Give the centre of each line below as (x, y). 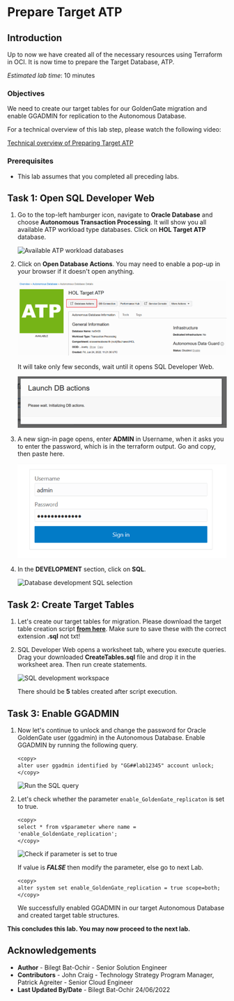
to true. (28, 806)
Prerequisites (30, 161)
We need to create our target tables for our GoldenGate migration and (107, 109)
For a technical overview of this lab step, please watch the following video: (114, 130)
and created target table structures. (68, 915)
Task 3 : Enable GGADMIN (63, 714)
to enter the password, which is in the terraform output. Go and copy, (117, 446)
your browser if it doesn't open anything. (76, 272)
